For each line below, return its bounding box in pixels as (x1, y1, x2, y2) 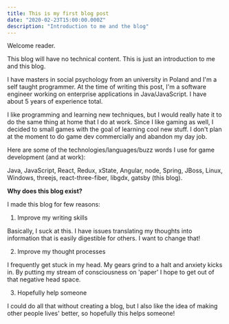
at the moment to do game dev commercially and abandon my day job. (7, 132, 208, 141)
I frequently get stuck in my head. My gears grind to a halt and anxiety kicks (7, 261, 223, 269)
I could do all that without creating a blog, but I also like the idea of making (7, 302, 218, 310)
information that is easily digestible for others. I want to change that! (7, 234, 201, 242)
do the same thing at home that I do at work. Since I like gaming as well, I (7, 118, 214, 126)
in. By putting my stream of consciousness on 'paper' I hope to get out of (7, 268, 215, 277)
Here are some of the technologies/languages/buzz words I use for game (7, 146, 215, 154)
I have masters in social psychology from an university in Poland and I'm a (7, 76, 217, 84)
